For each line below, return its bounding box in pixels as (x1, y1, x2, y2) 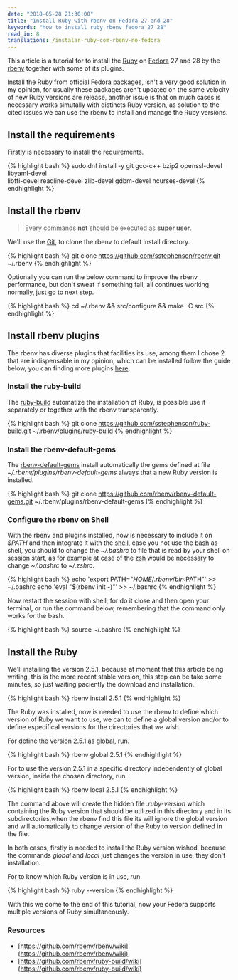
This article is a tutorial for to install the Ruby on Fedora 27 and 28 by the (7, 56, 220, 65)
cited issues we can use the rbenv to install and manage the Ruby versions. (7, 108, 228, 117)
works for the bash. (7, 612, 65, 620)
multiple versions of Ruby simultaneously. (7, 907, 129, 916)
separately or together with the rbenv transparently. (7, 405, 158, 414)
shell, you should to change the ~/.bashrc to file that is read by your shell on (7, 546, 230, 555)
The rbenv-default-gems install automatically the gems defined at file (7, 461, 211, 469)
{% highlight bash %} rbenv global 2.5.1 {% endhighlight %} (7, 751, 183, 759)
